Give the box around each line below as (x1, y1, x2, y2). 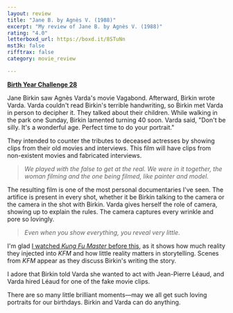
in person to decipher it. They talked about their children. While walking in (7, 108, 218, 116)
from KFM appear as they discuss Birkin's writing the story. (7, 256, 177, 265)
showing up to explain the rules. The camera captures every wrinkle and (7, 207, 214, 215)
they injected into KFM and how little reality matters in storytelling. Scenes (7, 249, 219, 257)
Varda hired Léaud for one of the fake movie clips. (7, 277, 150, 285)
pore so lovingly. (7, 215, 55, 223)
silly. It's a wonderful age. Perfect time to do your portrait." (7, 123, 175, 132)
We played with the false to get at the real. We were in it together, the (24, 164, 223, 173)
